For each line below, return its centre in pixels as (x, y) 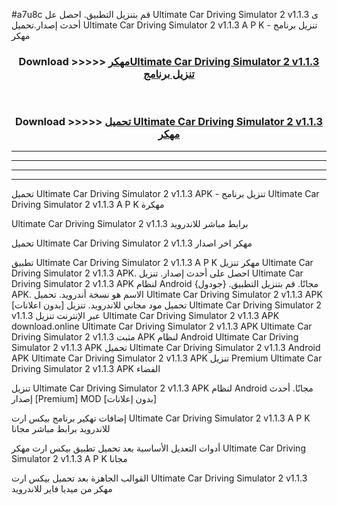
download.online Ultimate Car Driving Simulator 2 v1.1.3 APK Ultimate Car (162, 326)
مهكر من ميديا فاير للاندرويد (62, 488)
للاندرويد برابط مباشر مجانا (61, 428)
